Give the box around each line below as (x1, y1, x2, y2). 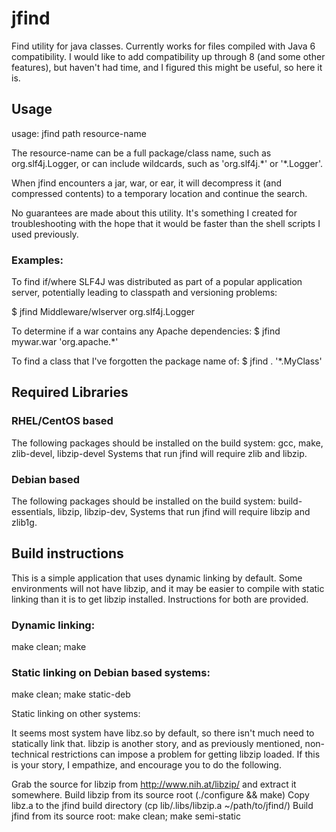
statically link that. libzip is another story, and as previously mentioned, (11, 738, 303, 750)
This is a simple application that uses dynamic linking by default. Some (11, 572, 303, 584)
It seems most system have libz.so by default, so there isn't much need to (11, 727, 315, 739)
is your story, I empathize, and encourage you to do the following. (11, 759, 282, 771)
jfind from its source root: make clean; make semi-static (11, 810, 241, 822)
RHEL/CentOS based (11, 414, 114, 428)
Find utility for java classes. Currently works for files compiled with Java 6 (11, 40, 316, 52)
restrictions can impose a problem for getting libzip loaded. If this (50, 748, 321, 761)
